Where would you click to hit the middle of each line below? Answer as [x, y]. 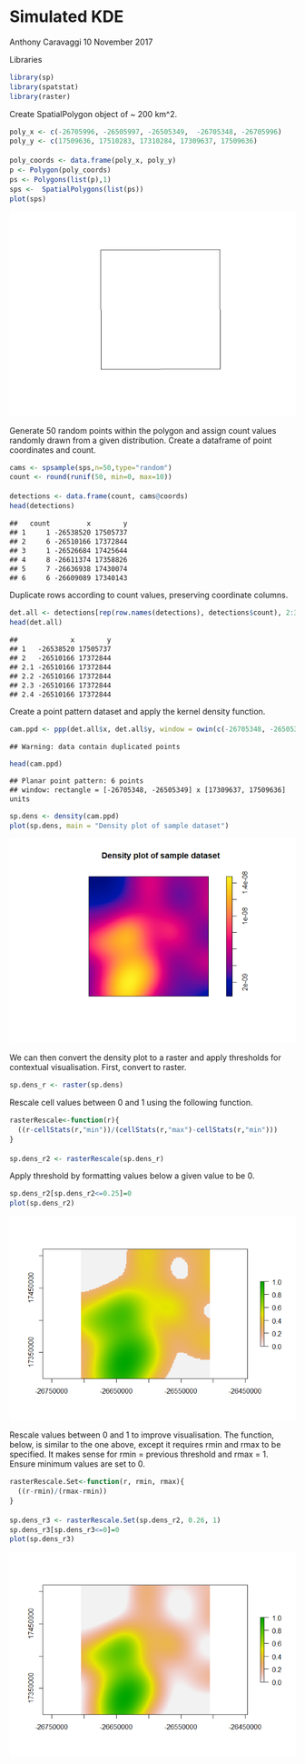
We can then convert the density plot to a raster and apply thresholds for [145, 1057]
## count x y [69, 523]
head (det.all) [36, 622]
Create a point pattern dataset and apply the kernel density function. [138, 711]
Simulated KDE [67, 17]
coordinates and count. [53, 450]
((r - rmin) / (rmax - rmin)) [62, 1492]
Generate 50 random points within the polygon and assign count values [143, 430]
